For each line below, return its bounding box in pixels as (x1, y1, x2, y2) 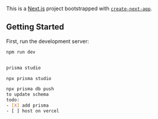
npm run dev (6, 49, 36, 55)
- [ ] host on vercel (6, 108, 60, 114)
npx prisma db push (6, 86, 54, 92)
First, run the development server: (6, 38, 89, 45)
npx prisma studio (6, 75, 51, 81)
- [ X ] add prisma (6, 103, 49, 108)
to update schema (6, 91, 49, 98)
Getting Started (6, 22, 65, 32)
